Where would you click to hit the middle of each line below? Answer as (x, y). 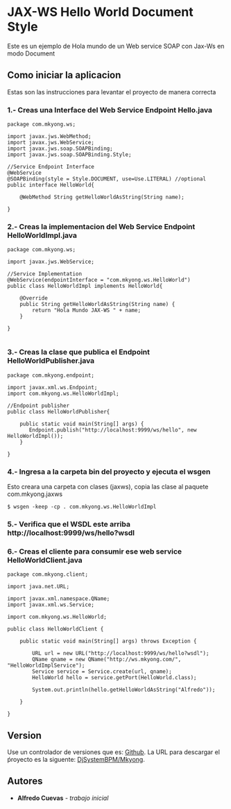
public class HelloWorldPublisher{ (59, 411)
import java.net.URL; (38, 587)
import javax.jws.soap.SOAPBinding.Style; (69, 155)
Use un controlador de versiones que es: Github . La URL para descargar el (114, 752)
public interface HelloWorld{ (51, 185)
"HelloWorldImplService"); (46, 666)
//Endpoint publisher (38, 406)
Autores (25, 781)
